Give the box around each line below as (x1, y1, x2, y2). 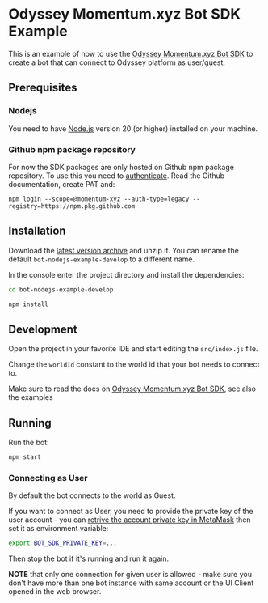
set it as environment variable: (8, 524, 109, 533)
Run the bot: (8, 438, 50, 448)
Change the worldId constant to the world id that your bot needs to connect (8, 359, 260, 369)
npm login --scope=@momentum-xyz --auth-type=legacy (8, 195, 190, 203)
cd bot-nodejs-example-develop (8, 285, 114, 294)
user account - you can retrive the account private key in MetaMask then (8, 515, 252, 524)
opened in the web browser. (8, 587, 102, 597)
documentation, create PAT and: (8, 179, 115, 189)
